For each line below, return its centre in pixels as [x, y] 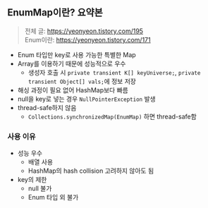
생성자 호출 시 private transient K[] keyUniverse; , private [114, 72]
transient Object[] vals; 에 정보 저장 [82, 81]
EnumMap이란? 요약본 [55, 13]
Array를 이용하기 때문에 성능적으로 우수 [72, 63]
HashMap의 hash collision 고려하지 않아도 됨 [91, 171]
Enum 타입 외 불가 [53, 197]
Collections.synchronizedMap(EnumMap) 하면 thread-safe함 [112, 116]
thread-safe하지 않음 [47, 107]
